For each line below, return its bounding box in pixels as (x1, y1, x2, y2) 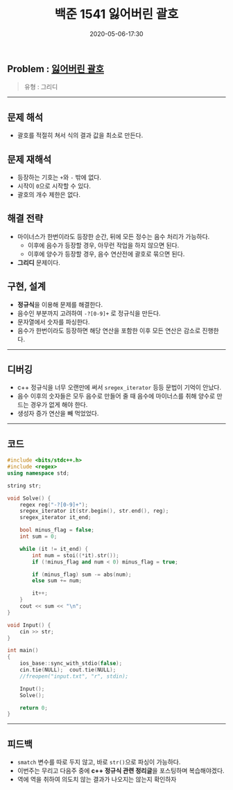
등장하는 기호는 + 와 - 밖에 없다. (17, 173, 102, 181)
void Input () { (7, 622, 51, 629)
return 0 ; (19, 704, 49, 711)
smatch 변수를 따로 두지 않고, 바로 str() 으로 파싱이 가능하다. (17, 758, 181, 766)
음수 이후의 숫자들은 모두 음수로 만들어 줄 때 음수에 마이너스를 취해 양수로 (17, 392, 216, 401)
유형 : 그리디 (24, 82, 58, 91)
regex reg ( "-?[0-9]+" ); (19, 501, 89, 508)
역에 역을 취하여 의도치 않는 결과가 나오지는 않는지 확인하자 (17, 775, 177, 784)
